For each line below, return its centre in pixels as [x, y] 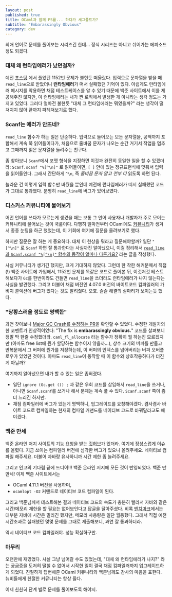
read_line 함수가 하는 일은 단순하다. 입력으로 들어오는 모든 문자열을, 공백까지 [83, 136]
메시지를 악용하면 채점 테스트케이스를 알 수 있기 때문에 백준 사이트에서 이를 [85, 91]
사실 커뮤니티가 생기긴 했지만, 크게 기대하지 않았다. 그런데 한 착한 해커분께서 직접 [86, 265]
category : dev [21, 29]
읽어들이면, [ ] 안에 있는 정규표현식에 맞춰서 [109, 167]
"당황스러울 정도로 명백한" [36, 312]
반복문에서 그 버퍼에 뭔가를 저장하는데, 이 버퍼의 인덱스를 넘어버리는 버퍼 [78, 350]
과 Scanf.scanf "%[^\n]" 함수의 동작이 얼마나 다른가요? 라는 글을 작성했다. [81, 254]
